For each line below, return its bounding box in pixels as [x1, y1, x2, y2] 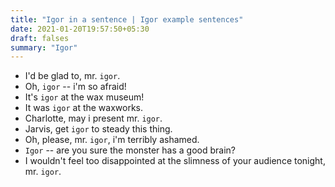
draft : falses [10, 33, 70, 43]
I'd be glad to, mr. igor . [24, 70, 121, 82]
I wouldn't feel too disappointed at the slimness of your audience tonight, [24, 155, 326, 167]
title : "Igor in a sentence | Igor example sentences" [10, 14, 244, 25]
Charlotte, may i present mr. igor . [24, 112, 163, 125]
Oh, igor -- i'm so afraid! [24, 81, 127, 93]
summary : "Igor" [10, 42, 78, 53]
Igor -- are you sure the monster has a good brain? [24, 144, 236, 156]
